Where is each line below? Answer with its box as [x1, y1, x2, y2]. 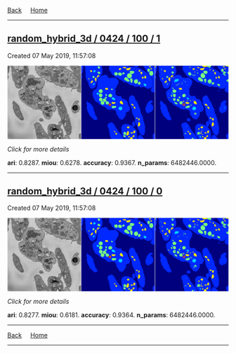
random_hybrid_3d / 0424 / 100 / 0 [7, 185, 163, 197]
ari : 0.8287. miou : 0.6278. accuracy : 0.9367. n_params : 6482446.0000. [7, 158, 216, 167]
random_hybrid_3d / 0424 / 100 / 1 [7, 33, 161, 45]
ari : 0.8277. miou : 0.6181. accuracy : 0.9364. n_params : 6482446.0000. [7, 311, 216, 319]
